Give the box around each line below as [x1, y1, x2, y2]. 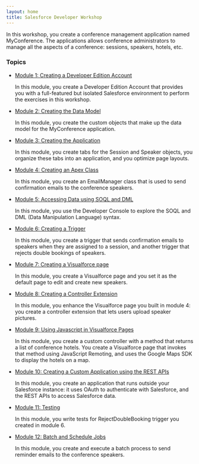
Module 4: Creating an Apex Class [14, 166, 99, 173]
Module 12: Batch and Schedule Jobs [14, 433, 106, 440]
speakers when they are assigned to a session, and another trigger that [14, 242, 189, 250]
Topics [6, 58, 27, 66]
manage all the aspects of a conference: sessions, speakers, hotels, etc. [6, 43, 183, 51]
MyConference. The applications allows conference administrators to [6, 37, 176, 44]
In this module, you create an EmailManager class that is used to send [14, 177, 186, 185]
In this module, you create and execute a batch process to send [14, 444, 171, 451]
